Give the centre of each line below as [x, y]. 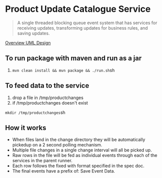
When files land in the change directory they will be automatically [79, 140]
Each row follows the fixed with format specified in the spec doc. [78, 166]
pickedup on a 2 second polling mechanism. [57, 145]
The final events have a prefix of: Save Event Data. [63, 171]
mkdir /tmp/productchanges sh [35, 112]
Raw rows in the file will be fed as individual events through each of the [85, 155]
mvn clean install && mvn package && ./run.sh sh [63, 70]
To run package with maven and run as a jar [73, 58]
